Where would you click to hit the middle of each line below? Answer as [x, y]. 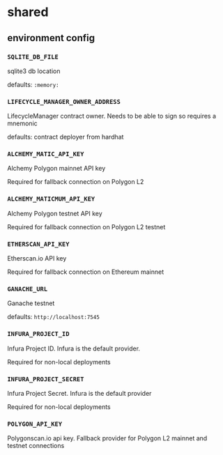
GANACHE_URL [28, 289]
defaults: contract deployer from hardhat [66, 137]
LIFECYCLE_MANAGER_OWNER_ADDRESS [64, 101]
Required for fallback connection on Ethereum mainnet [86, 272]
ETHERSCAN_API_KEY [38, 244]
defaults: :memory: [33, 84]
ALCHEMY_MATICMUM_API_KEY [51, 199]
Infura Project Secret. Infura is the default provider [79, 393]
